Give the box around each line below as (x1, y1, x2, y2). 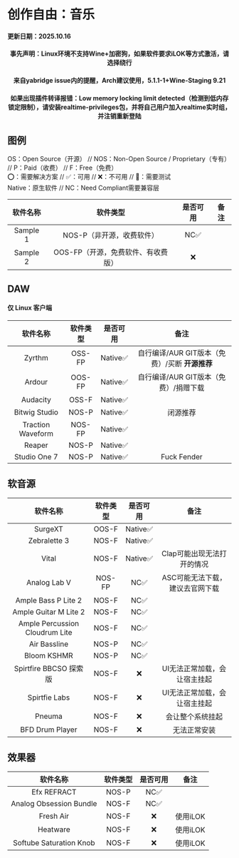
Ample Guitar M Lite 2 (12, 607, 85, 617)
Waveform (18, 429, 54, 439)
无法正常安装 (172, 725, 216, 735)
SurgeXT (34, 524, 64, 533)
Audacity (21, 394, 51, 404)
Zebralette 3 (28, 536, 70, 546)
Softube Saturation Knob (13, 837, 95, 847)
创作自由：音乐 (7, 6, 95, 23)
